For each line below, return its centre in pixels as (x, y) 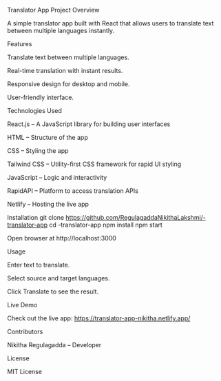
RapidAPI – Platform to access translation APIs (73, 191)
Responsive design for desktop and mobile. (69, 84)
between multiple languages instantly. (61, 31)
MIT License (25, 372)
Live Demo (22, 305)
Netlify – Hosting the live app (48, 204)
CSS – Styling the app (38, 151)
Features (20, 44)
